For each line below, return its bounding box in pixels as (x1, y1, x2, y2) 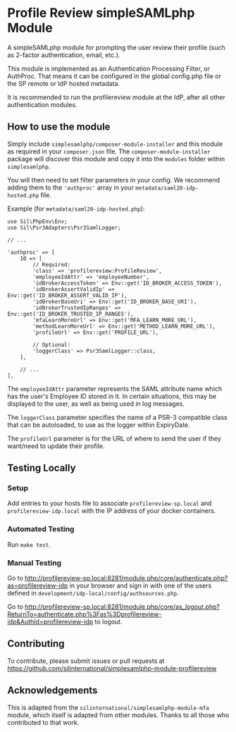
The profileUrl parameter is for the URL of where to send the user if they (7, 434, 222, 442)
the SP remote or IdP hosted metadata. (7, 79, 120, 87)
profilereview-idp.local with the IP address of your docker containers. (7, 507, 216, 515)
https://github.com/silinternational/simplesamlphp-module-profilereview (7, 664, 217, 672)
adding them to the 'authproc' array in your (7, 183, 134, 192)
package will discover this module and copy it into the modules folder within (7, 154, 225, 163)
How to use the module (7, 121, 111, 133)
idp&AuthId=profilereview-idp (7, 618, 94, 626)
